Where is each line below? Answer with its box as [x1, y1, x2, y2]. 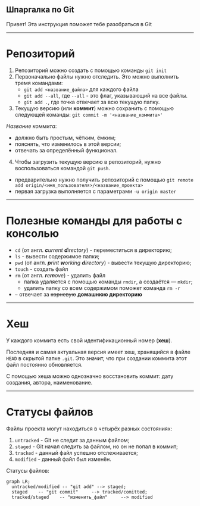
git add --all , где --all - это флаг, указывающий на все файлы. [23, 92, 188, 99]
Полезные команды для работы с [6, 214, 183, 227]
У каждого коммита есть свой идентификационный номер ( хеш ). [6, 336, 173, 344]
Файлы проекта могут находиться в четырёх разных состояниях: [6, 425, 173, 432]
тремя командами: [14, 79, 63, 86]
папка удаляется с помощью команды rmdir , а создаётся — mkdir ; [23, 278, 193, 285]
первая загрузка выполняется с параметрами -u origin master [14, 188, 177, 195]
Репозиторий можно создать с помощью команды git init [14, 67, 167, 74]
